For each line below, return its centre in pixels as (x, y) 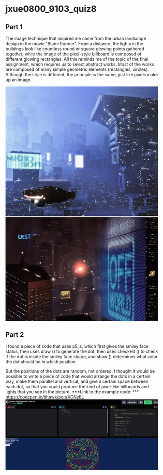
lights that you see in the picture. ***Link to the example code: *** (72, 392)
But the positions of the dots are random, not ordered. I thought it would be (80, 371)
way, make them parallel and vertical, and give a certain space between (77, 381)
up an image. (19, 80)
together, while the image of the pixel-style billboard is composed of (74, 54)
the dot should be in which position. (41, 362)
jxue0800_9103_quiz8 (51, 9)
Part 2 (15, 335)
